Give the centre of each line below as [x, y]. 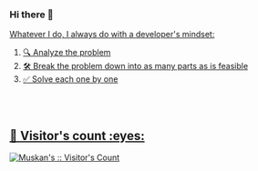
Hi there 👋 [32, 15]
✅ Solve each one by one [70, 79]
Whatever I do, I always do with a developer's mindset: [112, 35]
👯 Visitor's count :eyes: [77, 136]
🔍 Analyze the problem [67, 53]
